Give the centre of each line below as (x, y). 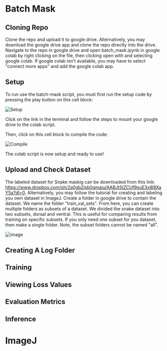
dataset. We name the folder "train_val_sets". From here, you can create (79, 203)
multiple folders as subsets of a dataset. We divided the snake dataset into (82, 209)
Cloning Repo (27, 27)
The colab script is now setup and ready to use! (55, 154)
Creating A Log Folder (40, 250)
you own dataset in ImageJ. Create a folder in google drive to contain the (81, 198)
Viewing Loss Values (38, 285)
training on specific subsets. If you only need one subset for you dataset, (81, 219)
